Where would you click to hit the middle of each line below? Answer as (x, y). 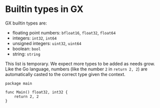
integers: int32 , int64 (35, 38)
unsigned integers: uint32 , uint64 (47, 43)
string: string (26, 54)
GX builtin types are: (26, 23)
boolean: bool (26, 48)
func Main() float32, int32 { (37, 92)
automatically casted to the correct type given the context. (65, 74)
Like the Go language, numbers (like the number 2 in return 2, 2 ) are (77, 69)
